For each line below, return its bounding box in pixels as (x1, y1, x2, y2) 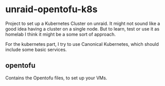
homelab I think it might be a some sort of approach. (5, 31, 116, 37)
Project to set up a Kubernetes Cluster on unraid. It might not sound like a (5, 20, 160, 26)
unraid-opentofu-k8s (5, 4, 98, 15)
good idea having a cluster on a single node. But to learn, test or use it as (5, 25, 160, 32)
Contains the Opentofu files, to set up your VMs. (5, 75, 108, 81)
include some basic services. (5, 46, 67, 52)
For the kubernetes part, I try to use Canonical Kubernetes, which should (5, 41, 159, 47)
